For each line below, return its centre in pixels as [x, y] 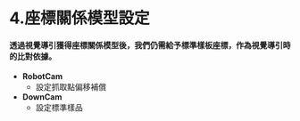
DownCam [42, 97]
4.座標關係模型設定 [79, 18]
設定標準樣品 [59, 108]
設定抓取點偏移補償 [71, 87]
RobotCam [42, 77]
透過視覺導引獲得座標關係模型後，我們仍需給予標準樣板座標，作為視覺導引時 [150, 44]
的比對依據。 [33, 56]
